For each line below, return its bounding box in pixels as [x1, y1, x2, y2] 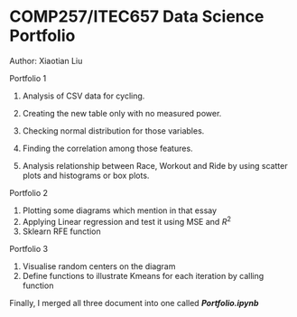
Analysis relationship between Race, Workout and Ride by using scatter [22, 160, 288, 171]
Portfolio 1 [9, 72, 47, 83]
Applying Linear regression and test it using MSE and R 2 [22, 214, 232, 227]
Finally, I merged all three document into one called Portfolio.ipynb [9, 297, 259, 308]
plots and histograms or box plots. [22, 170, 150, 181]
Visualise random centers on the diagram [22, 260, 176, 272]
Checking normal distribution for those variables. [22, 125, 205, 136]
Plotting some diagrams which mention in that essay [22, 205, 218, 216]
